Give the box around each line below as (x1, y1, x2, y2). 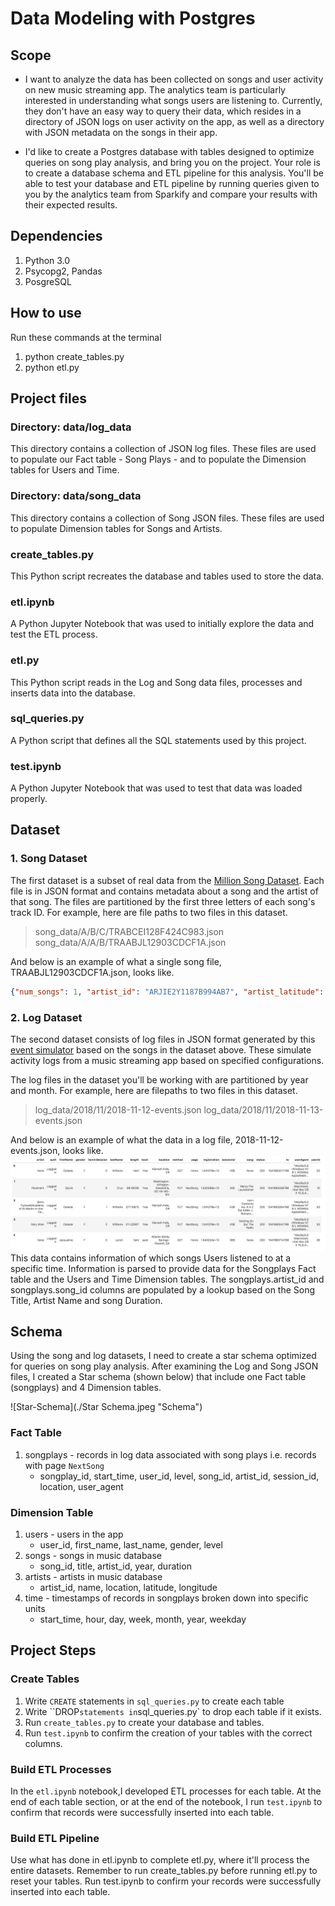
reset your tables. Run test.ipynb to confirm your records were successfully (10, 1875, 322, 1887)
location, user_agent (39, 1480, 124, 1492)
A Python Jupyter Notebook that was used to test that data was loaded (10, 782, 303, 794)
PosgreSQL (24, 275, 72, 287)
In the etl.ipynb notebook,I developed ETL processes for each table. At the (10, 1785, 322, 1797)
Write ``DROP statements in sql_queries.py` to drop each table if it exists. (24, 1705, 322, 1717)
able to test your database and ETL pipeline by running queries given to (24, 178, 320, 189)
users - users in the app (24, 1528, 124, 1540)
